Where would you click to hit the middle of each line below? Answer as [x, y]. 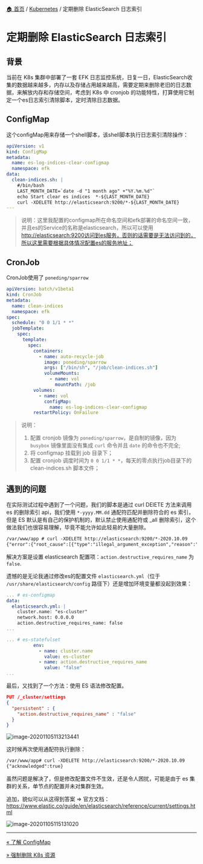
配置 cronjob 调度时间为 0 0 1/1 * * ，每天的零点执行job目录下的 [111, 461]
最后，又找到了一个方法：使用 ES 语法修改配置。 [67, 686]
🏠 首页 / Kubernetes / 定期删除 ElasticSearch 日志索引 [74, 9]
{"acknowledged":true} [35, 767]
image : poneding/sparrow [76, 362]
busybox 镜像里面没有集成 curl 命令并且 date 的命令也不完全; [105, 446]
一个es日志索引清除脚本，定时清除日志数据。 [67, 100]
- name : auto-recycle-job [71, 356]
